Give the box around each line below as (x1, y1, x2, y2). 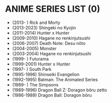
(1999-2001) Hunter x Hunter (12, 61, 70, 67)
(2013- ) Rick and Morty (12, 20, 60, 25)
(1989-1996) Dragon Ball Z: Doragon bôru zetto (12, 87, 108, 93)
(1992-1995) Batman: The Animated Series (12, 77, 98, 82)
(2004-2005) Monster (12, 45, 57, 51)
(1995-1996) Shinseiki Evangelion (12, 71, 80, 77)
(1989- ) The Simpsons (12, 82, 59, 87)
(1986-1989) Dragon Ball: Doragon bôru (12, 92, 92, 98)
